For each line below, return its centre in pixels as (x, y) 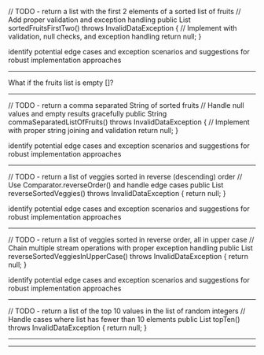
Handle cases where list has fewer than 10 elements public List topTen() (124, 319)
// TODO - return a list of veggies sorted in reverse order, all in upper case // (131, 240)
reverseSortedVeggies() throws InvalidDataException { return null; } (117, 193)
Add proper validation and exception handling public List (99, 20)
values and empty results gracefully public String (88, 114)
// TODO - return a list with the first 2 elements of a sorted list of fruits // (125, 11)
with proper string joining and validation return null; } (93, 130)
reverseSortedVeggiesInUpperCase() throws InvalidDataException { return (128, 256)
